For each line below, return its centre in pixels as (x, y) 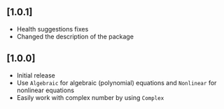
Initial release (36, 75)
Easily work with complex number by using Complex (90, 97)
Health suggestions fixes (52, 29)
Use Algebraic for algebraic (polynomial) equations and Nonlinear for (117, 82)
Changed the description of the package (75, 36)
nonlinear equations (45, 90)
